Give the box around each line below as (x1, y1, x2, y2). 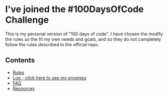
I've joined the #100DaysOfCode (5, 4, 144, 15)
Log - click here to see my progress (12, 74, 87, 81)
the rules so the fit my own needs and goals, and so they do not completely (5, 36, 161, 42)
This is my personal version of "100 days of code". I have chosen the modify (5, 31, 163, 37)
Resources (12, 85, 35, 91)
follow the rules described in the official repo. (5, 41, 99, 47)
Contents (5, 56, 35, 65)
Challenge (5, 14, 49, 26)
